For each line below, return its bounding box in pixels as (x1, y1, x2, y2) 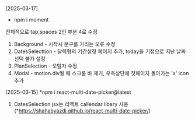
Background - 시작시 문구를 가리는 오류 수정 (13, 41, 116, 47)
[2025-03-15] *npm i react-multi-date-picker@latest (5, 89, 132, 96)
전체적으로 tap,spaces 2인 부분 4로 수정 (5, 29, 97, 35)
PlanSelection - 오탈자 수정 (13, 62, 78, 69)
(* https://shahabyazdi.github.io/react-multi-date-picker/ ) (13, 107, 151, 114)
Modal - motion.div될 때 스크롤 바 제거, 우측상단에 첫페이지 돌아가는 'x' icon (13, 70, 189, 76)
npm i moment (13, 16, 49, 23)
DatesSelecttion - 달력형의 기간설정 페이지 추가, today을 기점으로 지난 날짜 (13, 48, 186, 55)
